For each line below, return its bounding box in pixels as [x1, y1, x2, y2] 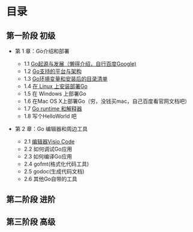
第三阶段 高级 [6, 216, 56, 227]
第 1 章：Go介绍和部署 [14, 48, 70, 54]
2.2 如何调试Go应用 [23, 145, 73, 152]
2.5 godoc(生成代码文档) [23, 168, 85, 175]
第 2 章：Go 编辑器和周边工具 [14, 126, 88, 132]
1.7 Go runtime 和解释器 [23, 105, 82, 112]
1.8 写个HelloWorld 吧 [23, 112, 77, 120]
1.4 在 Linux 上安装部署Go [23, 83, 88, 90]
